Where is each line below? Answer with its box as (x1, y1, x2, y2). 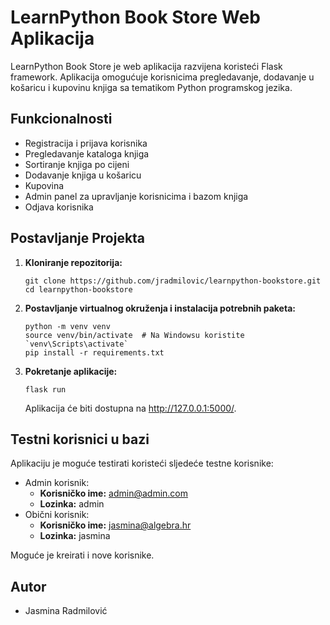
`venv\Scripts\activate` (24, 339, 129, 349)
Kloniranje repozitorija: (24, 256, 123, 268)
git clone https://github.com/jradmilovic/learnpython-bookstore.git (24, 276, 322, 286)
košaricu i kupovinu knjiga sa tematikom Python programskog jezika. (10, 81, 293, 93)
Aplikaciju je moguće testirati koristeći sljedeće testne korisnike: (10, 457, 274, 470)
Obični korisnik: (24, 509, 90, 521)
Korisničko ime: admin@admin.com (39, 487, 189, 500)
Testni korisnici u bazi (10, 431, 150, 448)
